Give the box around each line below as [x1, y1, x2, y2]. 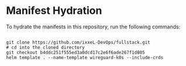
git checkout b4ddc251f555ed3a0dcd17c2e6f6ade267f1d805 [6, 49, 145, 56]
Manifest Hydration [6, 4, 102, 17]
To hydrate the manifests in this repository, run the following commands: [6, 23, 181, 30]
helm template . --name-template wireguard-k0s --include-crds [6, 54, 164, 60]
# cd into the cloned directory [6, 45, 85, 50]
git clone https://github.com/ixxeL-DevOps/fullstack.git [6, 39, 150, 45]
